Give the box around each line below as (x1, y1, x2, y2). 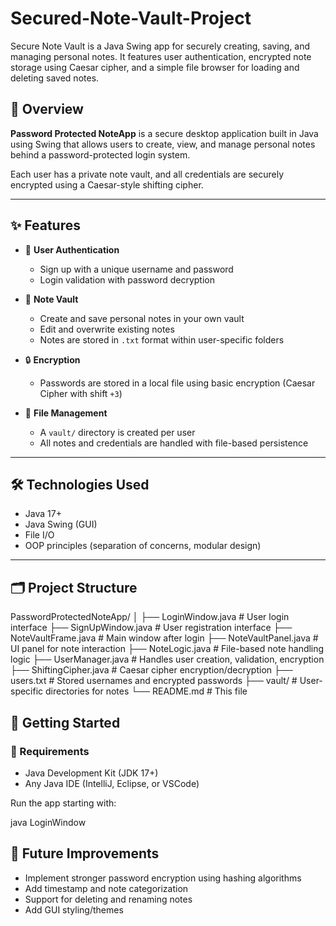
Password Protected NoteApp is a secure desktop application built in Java (10, 127, 319, 139)
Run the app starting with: (10, 797, 117, 809)
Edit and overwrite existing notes (39, 323, 175, 335)
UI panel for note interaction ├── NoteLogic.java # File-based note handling (10, 643, 325, 655)
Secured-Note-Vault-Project (10, 7, 252, 30)
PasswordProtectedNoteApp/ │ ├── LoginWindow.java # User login (10, 611, 290, 623)
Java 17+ (24, 508, 62, 520)
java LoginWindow (10, 816, 87, 828)
